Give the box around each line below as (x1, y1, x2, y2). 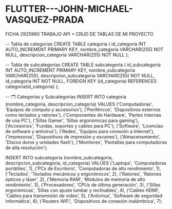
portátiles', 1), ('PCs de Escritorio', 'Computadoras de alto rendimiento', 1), (5, 165, 161, 172)
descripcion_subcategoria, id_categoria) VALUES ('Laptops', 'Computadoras (5, 160, 167, 166)
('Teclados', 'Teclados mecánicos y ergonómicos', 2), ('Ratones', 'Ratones (5, 171, 162, 177)
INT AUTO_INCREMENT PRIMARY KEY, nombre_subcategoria (5, 67, 135, 73)
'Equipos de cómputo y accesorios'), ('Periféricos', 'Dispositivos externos (5, 106, 161, 113)
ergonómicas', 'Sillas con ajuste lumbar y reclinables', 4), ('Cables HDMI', (5, 187, 160, 193)
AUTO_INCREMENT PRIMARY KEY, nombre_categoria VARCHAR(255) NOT (5, 46, 164, 52)
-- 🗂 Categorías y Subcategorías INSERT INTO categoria (5, 93, 127, 100)
